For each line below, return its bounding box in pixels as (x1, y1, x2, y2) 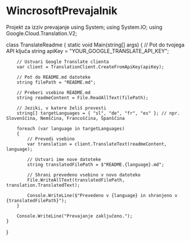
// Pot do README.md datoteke (16, 74, 91, 80)
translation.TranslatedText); (6, 182, 81, 188)
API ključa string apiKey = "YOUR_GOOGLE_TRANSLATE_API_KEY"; (6, 47, 169, 54)
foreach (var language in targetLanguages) (16, 125, 125, 132)
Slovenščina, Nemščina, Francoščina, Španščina (6, 115, 125, 121)
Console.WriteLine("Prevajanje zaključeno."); (16, 213, 133, 219)
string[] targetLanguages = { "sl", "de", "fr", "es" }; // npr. (16, 110, 181, 116)
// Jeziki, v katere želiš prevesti (16, 105, 107, 111)
